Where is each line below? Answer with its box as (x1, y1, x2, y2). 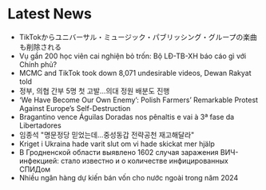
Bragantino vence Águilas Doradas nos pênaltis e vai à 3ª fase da (18, 112, 235, 121)
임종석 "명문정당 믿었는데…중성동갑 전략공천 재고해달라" (18, 129, 195, 140)
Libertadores (18, 121, 62, 130)
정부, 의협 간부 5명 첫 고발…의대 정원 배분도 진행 (18, 85, 170, 96)
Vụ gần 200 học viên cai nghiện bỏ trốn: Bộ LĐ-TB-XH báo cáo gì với (18, 51, 247, 61)
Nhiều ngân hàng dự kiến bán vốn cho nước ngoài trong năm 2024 (18, 172, 239, 182)
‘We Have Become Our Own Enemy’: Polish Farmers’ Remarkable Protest (18, 95, 259, 105)
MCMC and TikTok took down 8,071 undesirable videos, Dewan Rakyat (18, 68, 252, 77)
